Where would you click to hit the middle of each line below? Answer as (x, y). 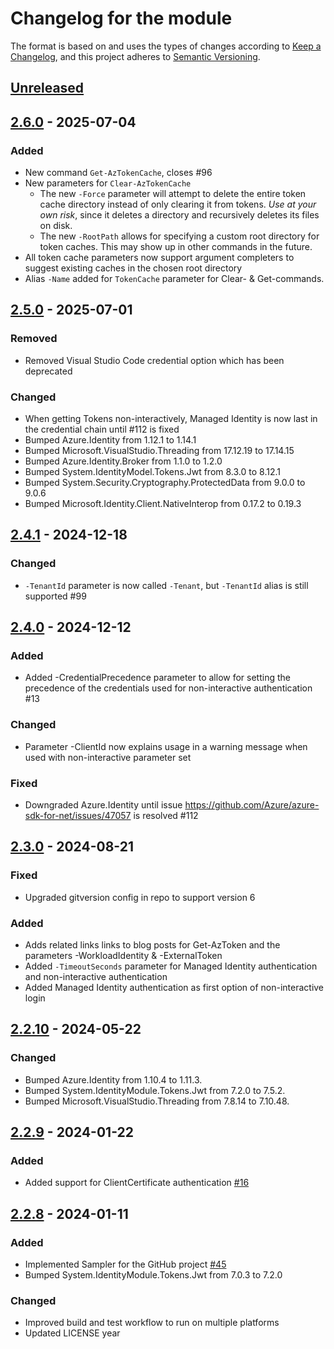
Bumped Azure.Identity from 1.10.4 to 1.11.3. (113, 1079)
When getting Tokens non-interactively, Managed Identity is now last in (171, 418)
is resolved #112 (166, 815)
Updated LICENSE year (72, 1333)
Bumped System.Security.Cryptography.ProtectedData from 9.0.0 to (165, 482)
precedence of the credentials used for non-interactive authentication (168, 688)
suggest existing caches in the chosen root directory (133, 268)
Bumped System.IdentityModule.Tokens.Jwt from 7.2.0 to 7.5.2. (155, 1090)
